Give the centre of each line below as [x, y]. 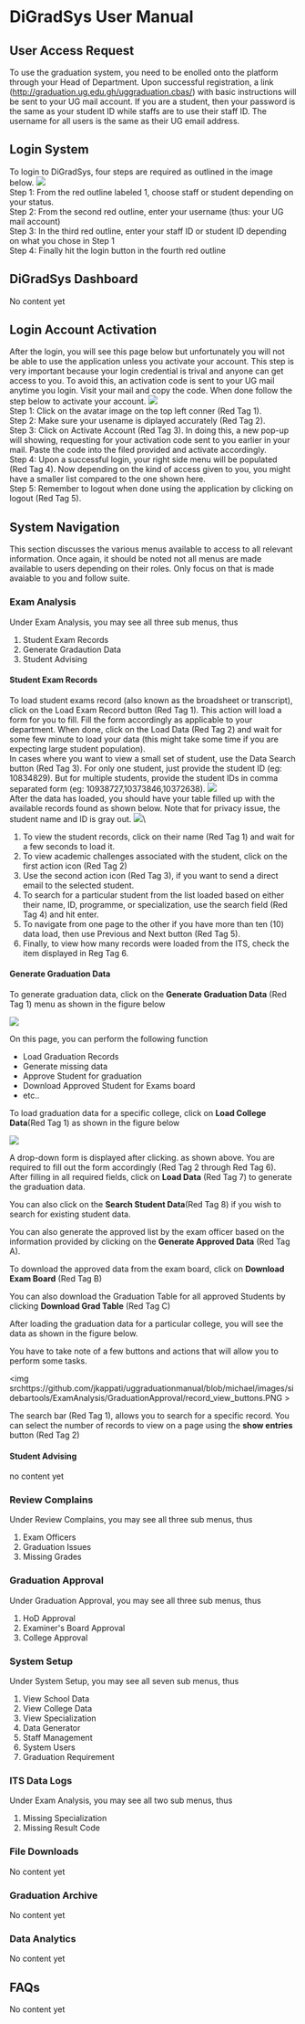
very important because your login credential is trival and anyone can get [147, 371]
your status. [32, 202]
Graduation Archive [54, 1895]
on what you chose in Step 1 [62, 240]
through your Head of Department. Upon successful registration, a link [142, 82]
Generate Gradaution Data [71, 649]
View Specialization [60, 1718]
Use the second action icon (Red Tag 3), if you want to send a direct [150, 875]
